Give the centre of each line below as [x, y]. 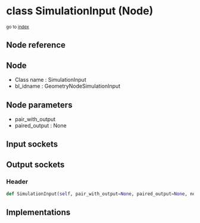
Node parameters [39, 105]
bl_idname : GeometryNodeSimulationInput [68, 86]
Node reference [36, 45]
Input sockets [32, 144]
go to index [18, 27]
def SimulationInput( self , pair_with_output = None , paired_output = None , [97, 194]
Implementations [38, 213]
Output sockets [35, 164]
